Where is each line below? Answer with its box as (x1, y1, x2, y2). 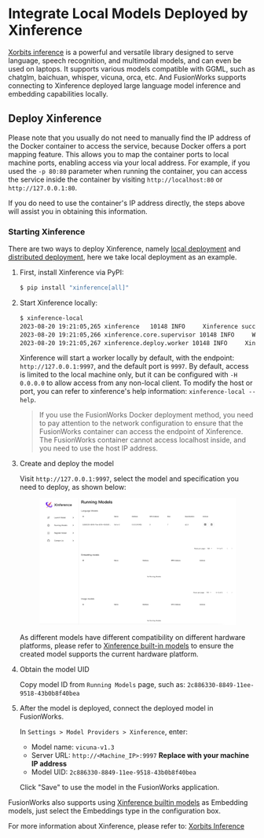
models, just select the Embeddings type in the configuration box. (8, 806, 222, 815)
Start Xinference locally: (19, 298, 98, 307)
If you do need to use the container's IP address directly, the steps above (8, 198, 245, 208)
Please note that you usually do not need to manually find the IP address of (8, 133, 251, 142)
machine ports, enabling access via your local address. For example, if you (8, 158, 251, 167)
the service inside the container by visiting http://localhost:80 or (8, 175, 223, 184)
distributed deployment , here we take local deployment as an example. (8, 252, 237, 262)
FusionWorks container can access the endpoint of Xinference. (38, 427, 244, 436)
